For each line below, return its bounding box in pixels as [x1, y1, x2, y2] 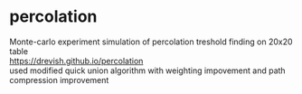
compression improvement [9, 74, 109, 85]
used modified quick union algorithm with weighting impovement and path [9, 65, 287, 76]
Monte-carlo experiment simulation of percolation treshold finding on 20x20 [9, 36, 293, 47]
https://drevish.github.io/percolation [9, 55, 144, 66]
